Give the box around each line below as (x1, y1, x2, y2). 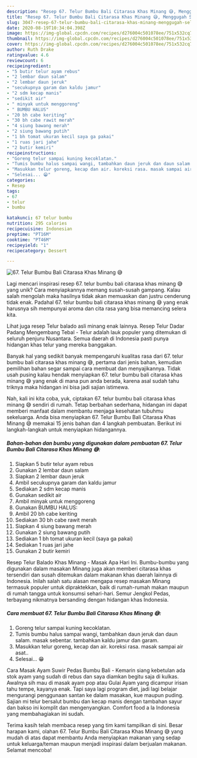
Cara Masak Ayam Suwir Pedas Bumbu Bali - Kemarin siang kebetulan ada (6, 667, 186, 674)
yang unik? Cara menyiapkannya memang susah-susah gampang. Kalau (6, 286, 181, 293)
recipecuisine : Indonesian (6, 226, 72, 232)
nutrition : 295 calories (6, 221, 67, 227)
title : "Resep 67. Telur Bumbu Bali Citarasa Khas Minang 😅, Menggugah (6, 14, 187, 20)
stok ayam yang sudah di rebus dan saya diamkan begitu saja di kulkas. (6, 673, 179, 680)
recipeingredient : (6, 63, 51, 69)
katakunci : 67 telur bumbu (6, 215, 72, 221)
